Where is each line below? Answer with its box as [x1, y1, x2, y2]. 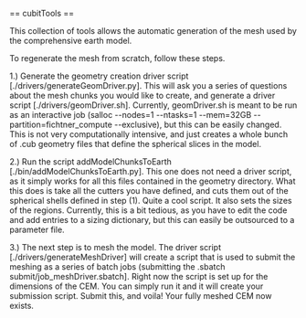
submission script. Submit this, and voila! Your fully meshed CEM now [9, 291, 272, 301]
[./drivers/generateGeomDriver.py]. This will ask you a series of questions [9, 80, 288, 90]
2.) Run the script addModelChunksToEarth [9, 156, 172, 167]
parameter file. [9, 224, 66, 235]
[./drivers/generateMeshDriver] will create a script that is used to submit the [9, 251, 296, 262]
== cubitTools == [9, 8, 75, 18]
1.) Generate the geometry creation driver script [9, 70, 189, 81]
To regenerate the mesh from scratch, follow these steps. [9, 53, 226, 63]
